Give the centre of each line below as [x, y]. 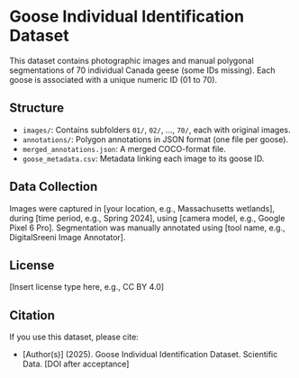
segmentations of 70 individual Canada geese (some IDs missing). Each [142, 70]
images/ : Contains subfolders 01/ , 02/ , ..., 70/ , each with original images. [156, 130]
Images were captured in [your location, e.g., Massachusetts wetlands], [142, 208]
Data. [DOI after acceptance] [76, 364]
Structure [37, 108]
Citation [32, 315]
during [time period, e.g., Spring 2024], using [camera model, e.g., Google [147, 218]
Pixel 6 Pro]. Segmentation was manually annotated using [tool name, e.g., [147, 228]
